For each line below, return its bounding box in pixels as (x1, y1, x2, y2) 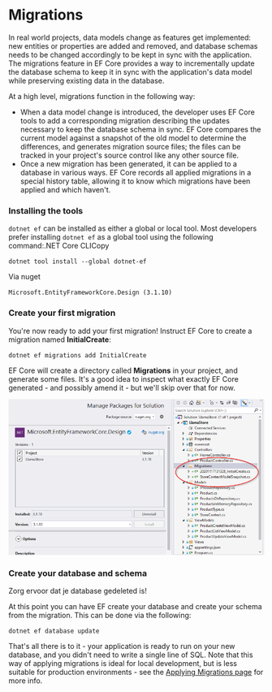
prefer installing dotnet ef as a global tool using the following (8, 232, 214, 242)
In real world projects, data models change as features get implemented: (8, 32, 252, 42)
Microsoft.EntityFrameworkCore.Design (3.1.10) (8, 288, 173, 297)
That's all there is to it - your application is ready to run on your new (8, 642, 235, 651)
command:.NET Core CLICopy (8, 241, 110, 251)
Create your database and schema (8, 567, 148, 578)
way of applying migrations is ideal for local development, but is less (8, 659, 238, 668)
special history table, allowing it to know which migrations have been (19, 176, 251, 186)
